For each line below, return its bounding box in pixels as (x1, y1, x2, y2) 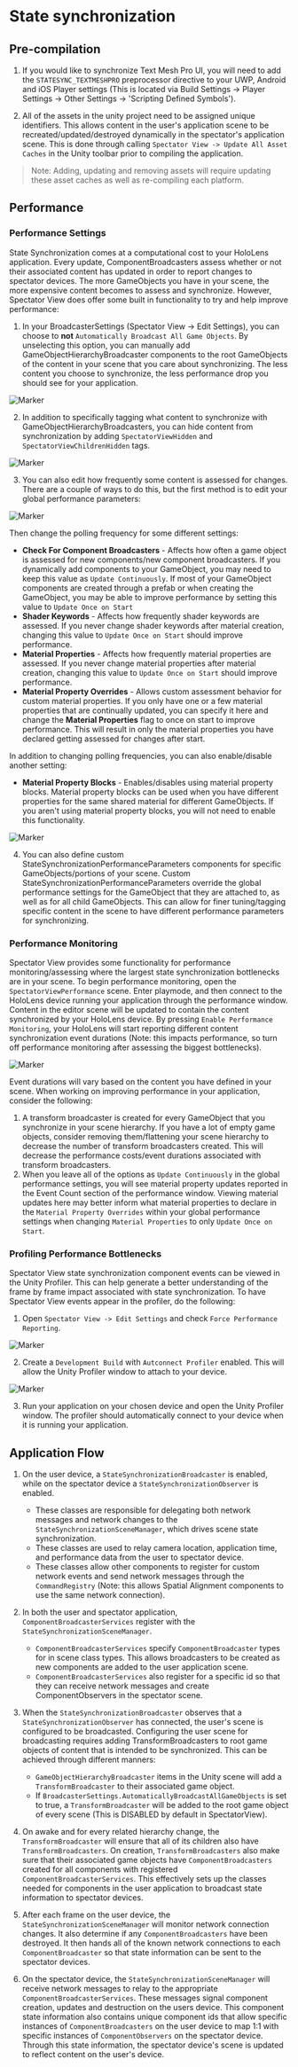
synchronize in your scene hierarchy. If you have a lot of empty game (21, 1122, 276, 1132)
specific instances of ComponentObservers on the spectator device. (21, 2031, 263, 2041)
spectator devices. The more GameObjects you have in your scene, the (9, 275, 270, 286)
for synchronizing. (21, 915, 90, 926)
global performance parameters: (21, 493, 141, 504)
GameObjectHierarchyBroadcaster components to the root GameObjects (21, 348, 288, 360)
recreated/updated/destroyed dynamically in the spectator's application (21, 129, 286, 139)
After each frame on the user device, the (21, 1909, 171, 1921)
